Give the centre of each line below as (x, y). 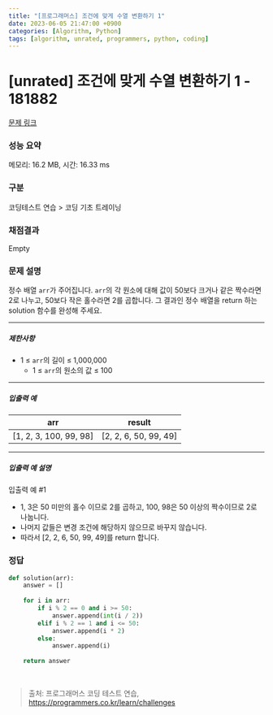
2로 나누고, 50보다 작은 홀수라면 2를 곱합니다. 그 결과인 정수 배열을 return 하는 (133, 301)
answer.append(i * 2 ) (89, 630)
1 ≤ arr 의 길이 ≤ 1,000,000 (63, 360)
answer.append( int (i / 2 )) (97, 615)
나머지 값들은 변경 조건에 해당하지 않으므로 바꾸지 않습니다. (113, 527)
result (140, 422)
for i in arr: (47, 601)
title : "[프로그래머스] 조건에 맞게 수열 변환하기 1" (87, 16)
